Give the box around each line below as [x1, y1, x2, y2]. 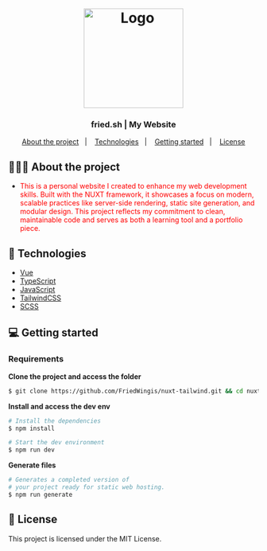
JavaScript [19, 285, 56, 295]
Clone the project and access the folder [8, 371, 141, 381]
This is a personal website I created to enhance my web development [19, 182, 248, 191]
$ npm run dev [8, 446, 56, 454]
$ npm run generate [8, 490, 73, 498]
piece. [19, 224, 41, 233]
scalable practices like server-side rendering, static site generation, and [19, 198, 255, 208]
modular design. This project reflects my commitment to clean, [19, 207, 226, 217]
